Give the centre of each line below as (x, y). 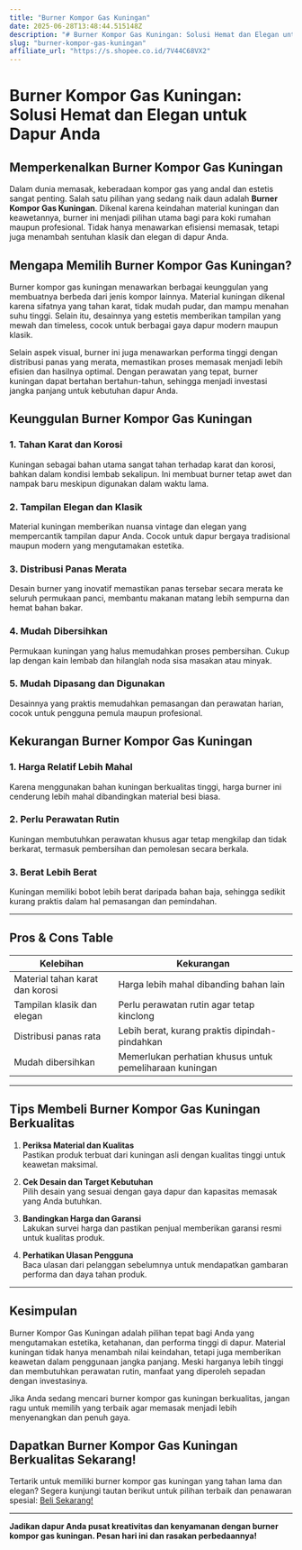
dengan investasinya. (49, 1380)
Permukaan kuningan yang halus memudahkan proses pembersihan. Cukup (150, 651)
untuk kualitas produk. (63, 1237)
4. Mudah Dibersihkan (58, 631)
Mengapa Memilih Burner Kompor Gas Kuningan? (151, 266)
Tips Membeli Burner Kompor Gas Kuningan (135, 1110)
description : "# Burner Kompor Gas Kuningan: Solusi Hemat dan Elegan (144, 34)
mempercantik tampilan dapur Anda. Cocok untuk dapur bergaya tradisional (150, 536)
